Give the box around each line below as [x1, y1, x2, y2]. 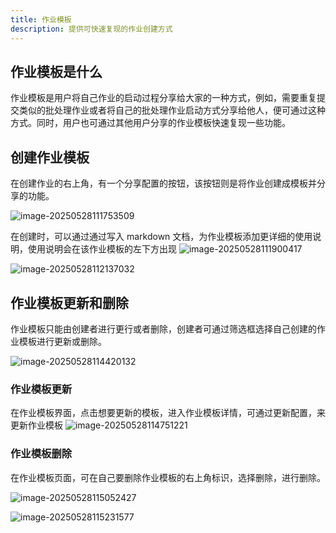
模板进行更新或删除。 [18, 335, 107, 347]
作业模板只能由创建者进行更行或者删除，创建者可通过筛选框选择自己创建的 [10, 322, 317, 335]
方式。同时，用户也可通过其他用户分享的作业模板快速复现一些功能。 [10, 117, 291, 129]
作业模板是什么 [10, 63, 103, 80]
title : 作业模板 [10, 14, 72, 25]
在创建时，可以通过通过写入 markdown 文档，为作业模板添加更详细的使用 [10, 231, 313, 243]
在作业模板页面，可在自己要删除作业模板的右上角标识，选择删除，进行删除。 [10, 471, 326, 483]
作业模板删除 [10, 447, 73, 461]
